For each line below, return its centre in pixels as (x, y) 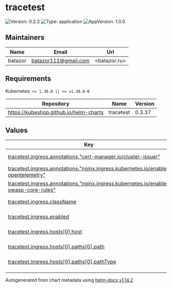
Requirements (28, 79)
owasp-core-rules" (32, 189)
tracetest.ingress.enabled (39, 217)
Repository (56, 104)
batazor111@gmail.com (61, 60)
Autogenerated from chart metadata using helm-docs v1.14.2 (69, 280)
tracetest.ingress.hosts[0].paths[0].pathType (62, 261)
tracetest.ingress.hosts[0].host (45, 231)
